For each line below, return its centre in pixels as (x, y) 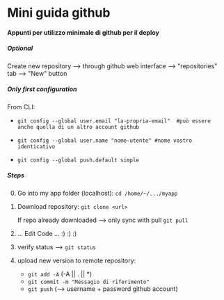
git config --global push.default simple (78, 160)
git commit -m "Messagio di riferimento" (88, 282)
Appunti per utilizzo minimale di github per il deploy (83, 32)
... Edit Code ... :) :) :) (47, 233)
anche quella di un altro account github (78, 127)
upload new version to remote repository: (77, 260)
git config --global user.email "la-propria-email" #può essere (114, 121)
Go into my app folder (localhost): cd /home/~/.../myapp (97, 193)
